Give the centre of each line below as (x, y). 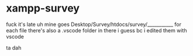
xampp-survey (43, 8)
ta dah (14, 47)
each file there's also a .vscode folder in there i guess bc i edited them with (96, 30)
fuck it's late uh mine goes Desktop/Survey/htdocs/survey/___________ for (94, 24)
